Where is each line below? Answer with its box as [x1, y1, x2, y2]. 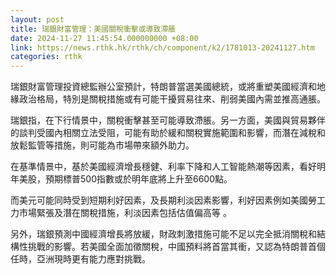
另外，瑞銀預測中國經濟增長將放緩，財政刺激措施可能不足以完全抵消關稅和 [10, 228, 317, 240]
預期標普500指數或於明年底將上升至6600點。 [44, 173, 233, 185]
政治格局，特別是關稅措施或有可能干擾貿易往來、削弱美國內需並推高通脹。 [18, 93, 326, 105]
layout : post [10, 14, 65, 25]
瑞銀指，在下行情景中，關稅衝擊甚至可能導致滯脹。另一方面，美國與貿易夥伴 [10, 114, 326, 126]
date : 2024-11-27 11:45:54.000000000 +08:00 [10, 33, 199, 43]
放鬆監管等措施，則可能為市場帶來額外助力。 [10, 139, 195, 151]
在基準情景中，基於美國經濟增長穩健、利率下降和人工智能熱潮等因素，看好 [10, 161, 317, 173]
